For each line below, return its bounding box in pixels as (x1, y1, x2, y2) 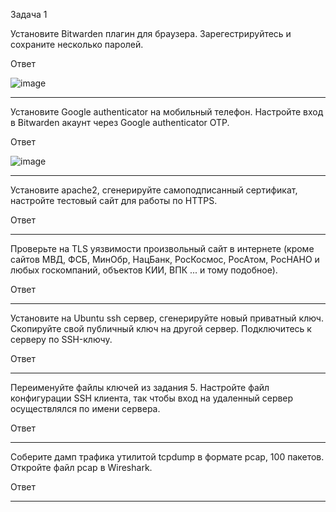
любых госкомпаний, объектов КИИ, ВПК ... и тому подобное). (10, 264, 278, 276)
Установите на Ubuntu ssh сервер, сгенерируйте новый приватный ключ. (10, 312, 324, 324)
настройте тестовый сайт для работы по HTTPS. (10, 195, 218, 206)
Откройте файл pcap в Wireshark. (10, 462, 153, 473)
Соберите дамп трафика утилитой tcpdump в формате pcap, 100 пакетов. (10, 451, 325, 463)
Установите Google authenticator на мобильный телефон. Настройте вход (10, 106, 324, 118)
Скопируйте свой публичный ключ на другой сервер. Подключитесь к (10, 323, 312, 334)
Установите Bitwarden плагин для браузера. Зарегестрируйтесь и (10, 28, 292, 39)
